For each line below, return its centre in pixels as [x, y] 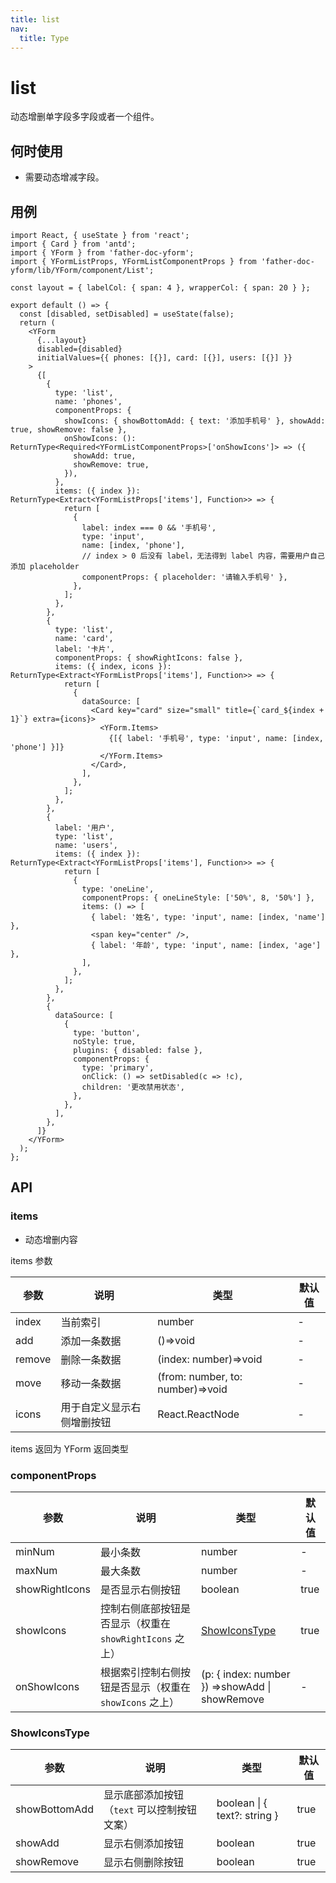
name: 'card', [84, 638]
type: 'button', [107, 1032]
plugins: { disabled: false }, [138, 1050]
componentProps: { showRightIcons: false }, [149, 657]
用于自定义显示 [96, 1407]
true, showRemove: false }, [69, 429]
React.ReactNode [198, 1414]
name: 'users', [86, 845]
